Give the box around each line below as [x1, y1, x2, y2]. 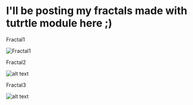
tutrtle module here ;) [6, 16, 113, 30]
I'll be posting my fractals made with [6, 4, 188, 18]
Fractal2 [6, 59, 26, 66]
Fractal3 [6, 81, 26, 89]
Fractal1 [6, 36, 25, 43]
